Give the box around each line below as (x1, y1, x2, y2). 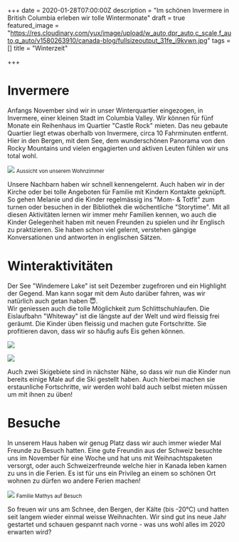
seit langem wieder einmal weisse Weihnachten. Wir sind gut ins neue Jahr (7, 512, 227, 521)
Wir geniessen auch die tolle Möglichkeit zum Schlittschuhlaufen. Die (7, 304, 210, 313)
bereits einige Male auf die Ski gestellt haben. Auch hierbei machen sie (7, 375, 216, 383)
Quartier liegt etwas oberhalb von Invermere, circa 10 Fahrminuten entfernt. (7, 128, 229, 137)
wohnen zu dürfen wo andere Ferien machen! (7, 476, 141, 485)
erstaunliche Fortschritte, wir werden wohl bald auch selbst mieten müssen (7, 382, 228, 391)
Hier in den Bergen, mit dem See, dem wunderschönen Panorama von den (7, 136, 225, 145)
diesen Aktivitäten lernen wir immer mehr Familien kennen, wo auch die (7, 210, 217, 219)
